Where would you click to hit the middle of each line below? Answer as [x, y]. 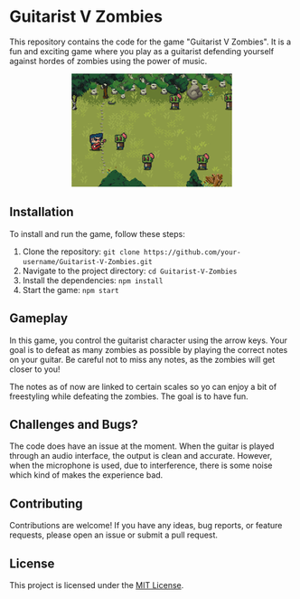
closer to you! [35, 369]
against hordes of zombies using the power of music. [108, 61]
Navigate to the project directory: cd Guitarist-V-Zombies [130, 271]
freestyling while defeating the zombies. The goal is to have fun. [129, 396]
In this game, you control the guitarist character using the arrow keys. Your [148, 340]
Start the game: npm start [70, 290]
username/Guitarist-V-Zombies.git [87, 261]
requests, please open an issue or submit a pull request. [114, 535]
